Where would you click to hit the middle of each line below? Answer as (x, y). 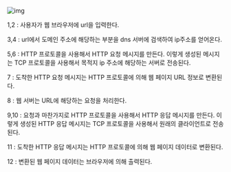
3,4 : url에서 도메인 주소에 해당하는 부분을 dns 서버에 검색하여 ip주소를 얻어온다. (114, 39)
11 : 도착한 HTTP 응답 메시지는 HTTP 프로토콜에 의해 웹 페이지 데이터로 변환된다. (115, 147)
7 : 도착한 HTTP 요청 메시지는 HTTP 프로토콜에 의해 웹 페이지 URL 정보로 (106, 77)
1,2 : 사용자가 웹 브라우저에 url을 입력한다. (63, 25)
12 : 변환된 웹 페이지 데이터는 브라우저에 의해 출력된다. (80, 161)
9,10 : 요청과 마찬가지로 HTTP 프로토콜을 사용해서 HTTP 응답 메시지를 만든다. (111, 115)
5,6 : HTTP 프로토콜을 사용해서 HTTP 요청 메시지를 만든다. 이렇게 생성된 (104, 54)
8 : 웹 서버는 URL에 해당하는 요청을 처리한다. (67, 100)
